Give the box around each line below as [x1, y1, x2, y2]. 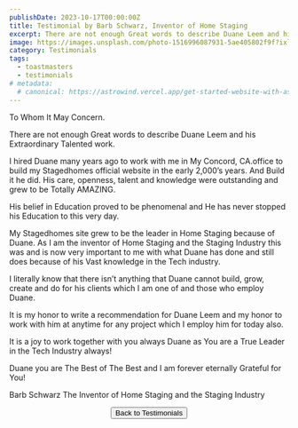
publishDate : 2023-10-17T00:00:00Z [9, 12, 141, 22]
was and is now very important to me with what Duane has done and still [9, 246, 275, 258]
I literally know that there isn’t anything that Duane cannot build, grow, [9, 273, 264, 284]
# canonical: [17, 87, 66, 96]
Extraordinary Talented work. [9, 139, 115, 149]
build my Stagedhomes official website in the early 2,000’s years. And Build [9, 165, 286, 176]
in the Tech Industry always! [9, 345, 113, 356]
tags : [9, 54, 29, 63]
